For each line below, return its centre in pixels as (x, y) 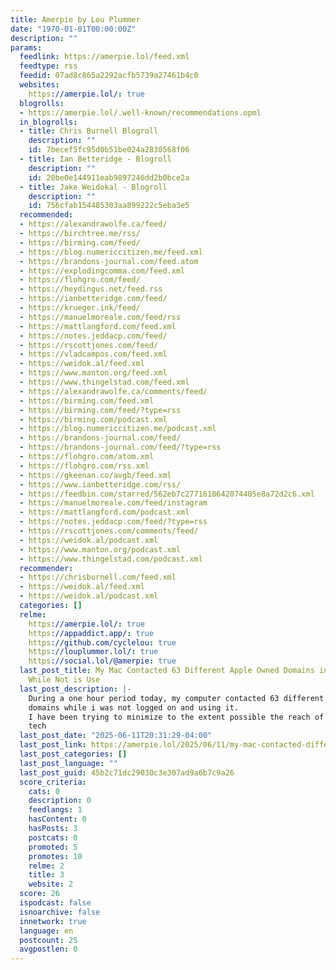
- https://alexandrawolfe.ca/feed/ (93, 224)
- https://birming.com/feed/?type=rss (100, 410)
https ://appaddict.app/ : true (91, 633)
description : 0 (60, 801)
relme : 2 (46, 866)
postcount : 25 (48, 940)
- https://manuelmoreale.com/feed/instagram (113, 503)
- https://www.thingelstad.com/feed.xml (104, 382)
